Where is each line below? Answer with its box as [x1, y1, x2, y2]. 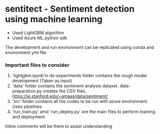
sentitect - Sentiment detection [5, 3, 135, 15]
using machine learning [5, 14, 103, 25]
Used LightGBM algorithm [12, 30, 64, 35]
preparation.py [12, 88, 42, 94]
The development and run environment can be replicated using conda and [5, 44, 155, 50]
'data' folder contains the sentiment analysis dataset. [12, 83, 119, 89]
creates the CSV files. [43, 88, 87, 94]
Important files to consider [5, 62, 70, 68]
